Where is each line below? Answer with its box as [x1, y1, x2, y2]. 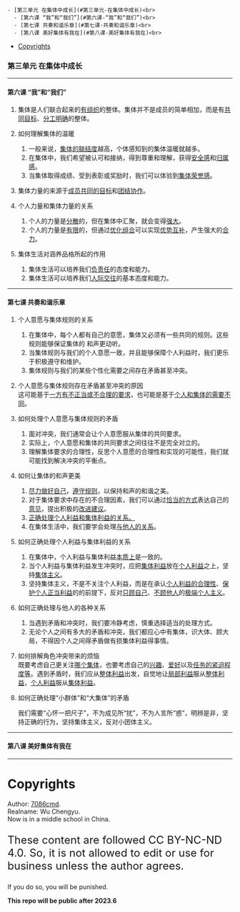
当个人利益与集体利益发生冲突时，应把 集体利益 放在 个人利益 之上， [28, 561, 223, 569]
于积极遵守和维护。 [28, 357, 86, 365]
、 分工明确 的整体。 [36, 113, 94, 123]
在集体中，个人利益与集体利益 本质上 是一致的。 [28, 552, 166, 561]
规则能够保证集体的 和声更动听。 [28, 339, 125, 348]
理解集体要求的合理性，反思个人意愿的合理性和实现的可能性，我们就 [28, 447, 229, 455]
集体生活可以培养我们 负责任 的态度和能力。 [28, 265, 154, 273]
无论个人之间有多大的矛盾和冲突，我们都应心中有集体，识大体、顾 [28, 627, 223, 636]
